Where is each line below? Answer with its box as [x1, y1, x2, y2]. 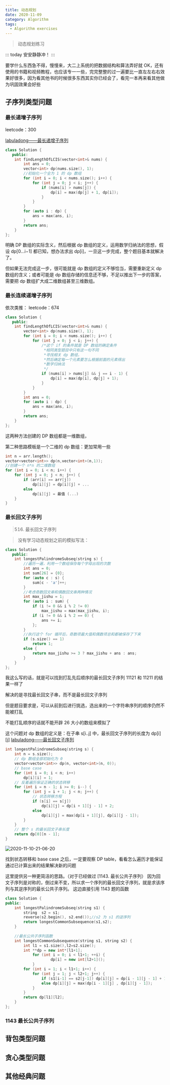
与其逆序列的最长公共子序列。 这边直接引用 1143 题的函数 [9, 885, 129, 892]
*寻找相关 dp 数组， [44, 352, 82, 357]
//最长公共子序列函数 [14, 933, 53, 939]
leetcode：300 [5, 126, 36, 132]
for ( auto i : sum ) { [23, 599, 69, 604]
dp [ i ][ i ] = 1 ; [23, 775, 53, 780]
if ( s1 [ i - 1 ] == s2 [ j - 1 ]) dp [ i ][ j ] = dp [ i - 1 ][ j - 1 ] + [41, 976, 162, 981]
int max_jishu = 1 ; [23, 594, 65, 600]
